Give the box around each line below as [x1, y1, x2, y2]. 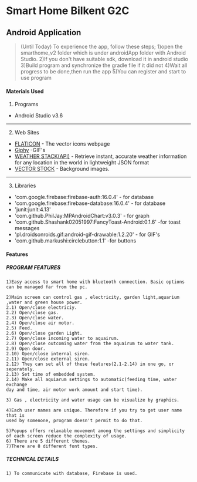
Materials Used [6, 87, 44, 95]
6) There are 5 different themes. [6, 438, 91, 444]
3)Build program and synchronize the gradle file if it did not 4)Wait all [20, 62, 188, 69]
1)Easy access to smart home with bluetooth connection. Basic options [6, 279, 185, 285]
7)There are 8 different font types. [6, 443, 98, 449]
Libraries [14, 182, 36, 189]
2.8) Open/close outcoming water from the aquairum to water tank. [6, 341, 175, 346]
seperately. [6, 366, 35, 372]
